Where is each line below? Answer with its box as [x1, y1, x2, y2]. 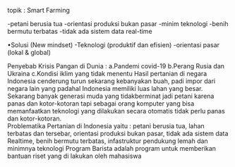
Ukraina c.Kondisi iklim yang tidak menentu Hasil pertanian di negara [7, 70, 207, 78]
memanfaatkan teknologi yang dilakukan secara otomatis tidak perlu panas [7, 107, 226, 115]
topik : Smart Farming [7, 6, 71, 14]
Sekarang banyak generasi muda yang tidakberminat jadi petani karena [7, 92, 215, 100]
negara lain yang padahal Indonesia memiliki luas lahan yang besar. [7, 85, 203, 92]
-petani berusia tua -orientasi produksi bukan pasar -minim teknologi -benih [7, 20, 229, 27]
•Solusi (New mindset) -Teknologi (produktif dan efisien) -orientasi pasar [7, 41, 220, 49]
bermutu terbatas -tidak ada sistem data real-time [7, 27, 153, 35]
